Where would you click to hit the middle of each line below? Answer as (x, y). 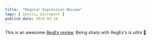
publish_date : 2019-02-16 (31, 19)
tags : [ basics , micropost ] (35, 14)
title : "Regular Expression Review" (44, 10)
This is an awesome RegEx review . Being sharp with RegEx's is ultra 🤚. (76, 33)
